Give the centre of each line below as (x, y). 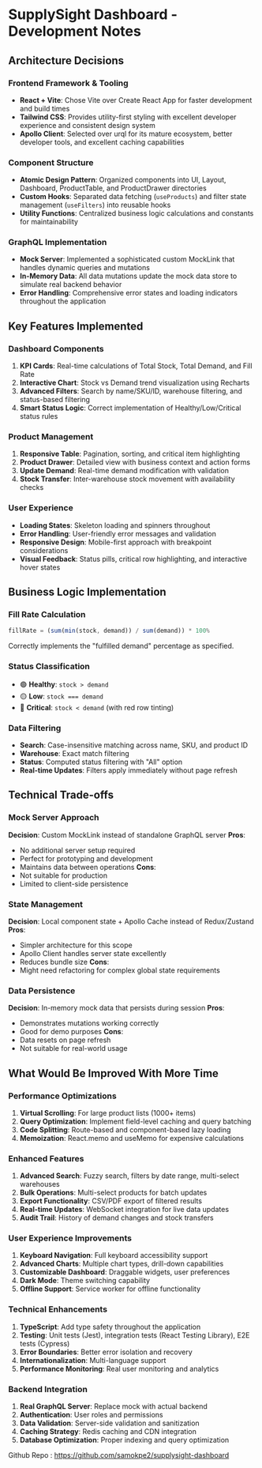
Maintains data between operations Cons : (88, 867)
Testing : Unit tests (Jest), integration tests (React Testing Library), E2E (135, 1335)
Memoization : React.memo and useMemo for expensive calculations (132, 1138)
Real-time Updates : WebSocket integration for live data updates (124, 1210)
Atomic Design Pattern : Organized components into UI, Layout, (123, 180)
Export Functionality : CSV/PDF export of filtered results (111, 1201)
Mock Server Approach (54, 818)
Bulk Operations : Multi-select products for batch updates (113, 1193)
